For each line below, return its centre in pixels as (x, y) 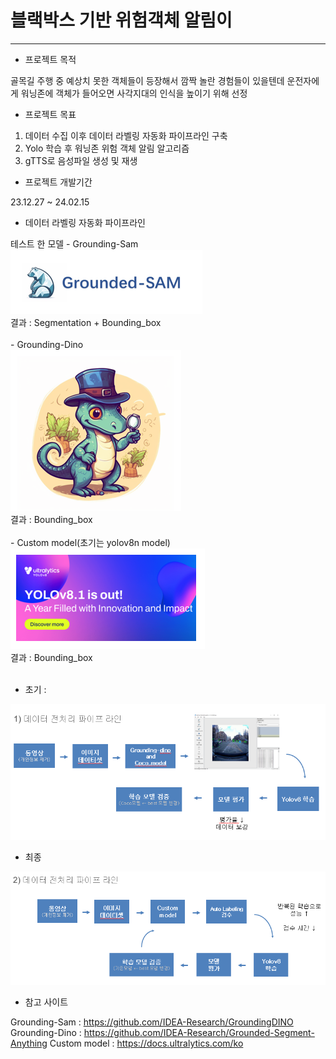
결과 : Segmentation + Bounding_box (86, 322)
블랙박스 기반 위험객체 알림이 (121, 20)
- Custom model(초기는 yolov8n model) (90, 542)
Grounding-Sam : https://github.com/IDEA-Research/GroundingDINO (152, 1022)
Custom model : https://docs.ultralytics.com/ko (146, 1043)
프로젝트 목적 (50, 59)
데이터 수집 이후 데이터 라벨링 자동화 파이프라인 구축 (126, 135)
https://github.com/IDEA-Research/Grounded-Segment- (199, 1032)
